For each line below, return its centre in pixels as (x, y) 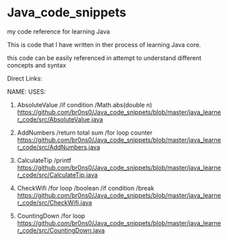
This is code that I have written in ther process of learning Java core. (104, 44)
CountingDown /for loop (51, 216)
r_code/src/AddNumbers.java (59, 147)
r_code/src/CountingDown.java (61, 230)
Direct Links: (25, 78)
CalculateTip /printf (44, 160)
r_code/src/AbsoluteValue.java (60, 119)
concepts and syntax (37, 65)
